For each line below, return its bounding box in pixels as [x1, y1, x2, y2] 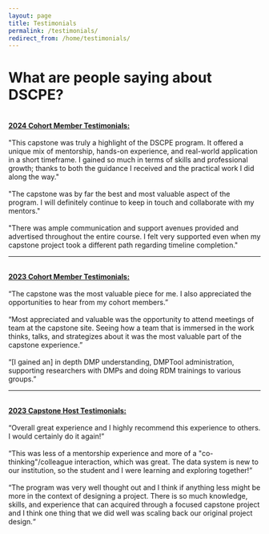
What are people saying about [8, 69, 212, 87]
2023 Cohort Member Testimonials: [8, 272, 130, 282]
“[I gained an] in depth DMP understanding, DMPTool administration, [8, 357, 235, 367]
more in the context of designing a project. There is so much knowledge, [8, 491, 248, 501]
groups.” [8, 374, 37, 384]
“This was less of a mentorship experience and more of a [8, 449, 198, 459]
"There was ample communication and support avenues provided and [8, 223, 239, 233]
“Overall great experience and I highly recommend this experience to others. [8, 423, 261, 433]
